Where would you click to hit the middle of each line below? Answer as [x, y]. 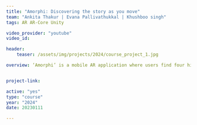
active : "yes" [23, 92]
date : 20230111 [25, 108]
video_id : [18, 39]
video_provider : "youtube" [39, 33]
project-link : [23, 81]
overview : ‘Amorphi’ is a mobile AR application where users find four [95, 65]
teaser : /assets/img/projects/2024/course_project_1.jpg [88, 55]
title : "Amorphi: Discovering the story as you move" [73, 11]
